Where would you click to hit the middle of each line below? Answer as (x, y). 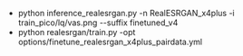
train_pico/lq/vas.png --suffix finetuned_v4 (98, 23)
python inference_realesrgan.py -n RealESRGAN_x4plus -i (126, 13)
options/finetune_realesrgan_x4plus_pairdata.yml (110, 42)
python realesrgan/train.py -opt (77, 32)
